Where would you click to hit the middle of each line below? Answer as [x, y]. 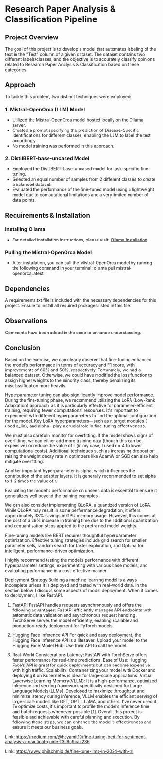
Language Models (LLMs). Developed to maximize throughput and [78, 691]
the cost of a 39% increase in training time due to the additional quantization [81, 520]
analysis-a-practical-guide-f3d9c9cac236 [47, 741]
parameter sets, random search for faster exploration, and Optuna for [74, 545]
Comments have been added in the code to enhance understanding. [73, 333]
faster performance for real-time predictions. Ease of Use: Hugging [79, 660]
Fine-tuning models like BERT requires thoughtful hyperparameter [71, 535]
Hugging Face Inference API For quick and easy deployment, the [77, 635]
